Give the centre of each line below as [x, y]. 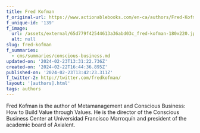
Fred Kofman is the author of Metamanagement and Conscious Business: [96, 106]
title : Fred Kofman [30, 12]
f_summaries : [22, 50]
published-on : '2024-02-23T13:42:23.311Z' [60, 72]
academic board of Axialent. [41, 125]
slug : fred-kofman [29, 45]
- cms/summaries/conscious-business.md [61, 56]
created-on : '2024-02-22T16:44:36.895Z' [57, 67]
